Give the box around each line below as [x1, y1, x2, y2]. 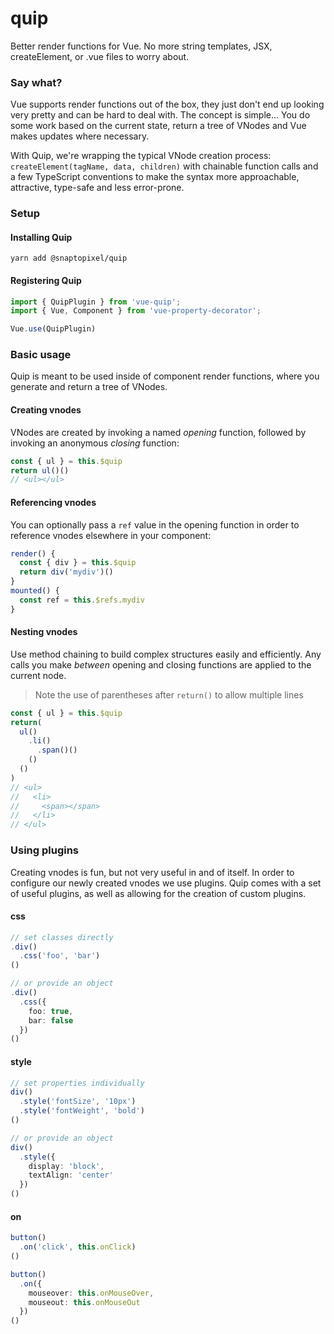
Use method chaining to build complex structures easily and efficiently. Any [10, 648, 322, 660]
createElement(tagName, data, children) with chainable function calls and [10, 160, 319, 172]
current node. [10, 669, 67, 681]
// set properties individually [10, 1078, 145, 1088]
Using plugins [10, 843, 80, 857]
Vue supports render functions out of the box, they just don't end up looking [10, 98, 325, 111]
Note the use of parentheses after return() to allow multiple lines [34, 688, 304, 701]
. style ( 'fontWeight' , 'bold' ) [19, 1106, 145, 1116]
